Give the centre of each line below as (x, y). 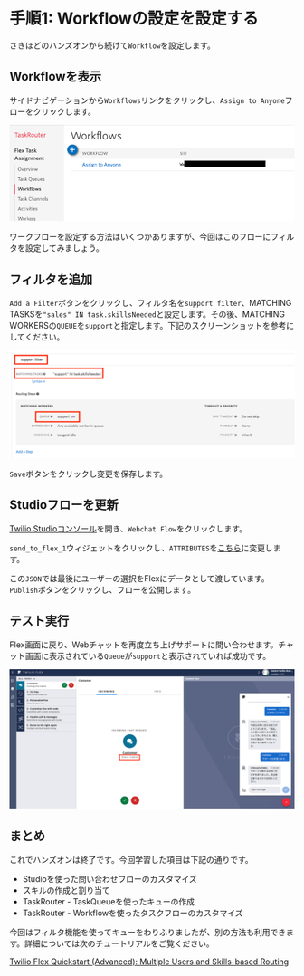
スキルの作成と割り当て (66, 890)
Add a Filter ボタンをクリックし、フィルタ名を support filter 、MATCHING (151, 303)
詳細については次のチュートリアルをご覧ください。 (119, 943)
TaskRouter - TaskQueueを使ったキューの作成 (108, 901)
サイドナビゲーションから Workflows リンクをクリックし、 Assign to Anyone (147, 100)
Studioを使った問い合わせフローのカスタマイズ (109, 878)
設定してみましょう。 (64, 248)
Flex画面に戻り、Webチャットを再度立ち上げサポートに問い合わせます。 (144, 645)
